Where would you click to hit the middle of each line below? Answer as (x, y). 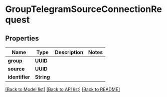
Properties (22, 38)
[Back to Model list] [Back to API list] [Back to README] (63, 89)
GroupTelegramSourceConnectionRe (83, 9)
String (42, 77)
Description (69, 52)
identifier (19, 77)
